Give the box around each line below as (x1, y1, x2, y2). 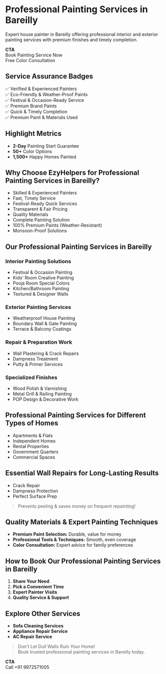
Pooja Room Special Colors (12, 280, 70, 286)
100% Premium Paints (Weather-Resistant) (12, 222, 102, 229)
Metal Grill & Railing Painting (12, 390, 72, 397)
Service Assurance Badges (5, 72, 93, 81)
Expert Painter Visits (12, 589, 58, 595)
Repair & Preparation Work (5, 339, 72, 346)
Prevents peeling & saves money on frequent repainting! (17, 503, 136, 509)
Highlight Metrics (5, 129, 62, 138)
